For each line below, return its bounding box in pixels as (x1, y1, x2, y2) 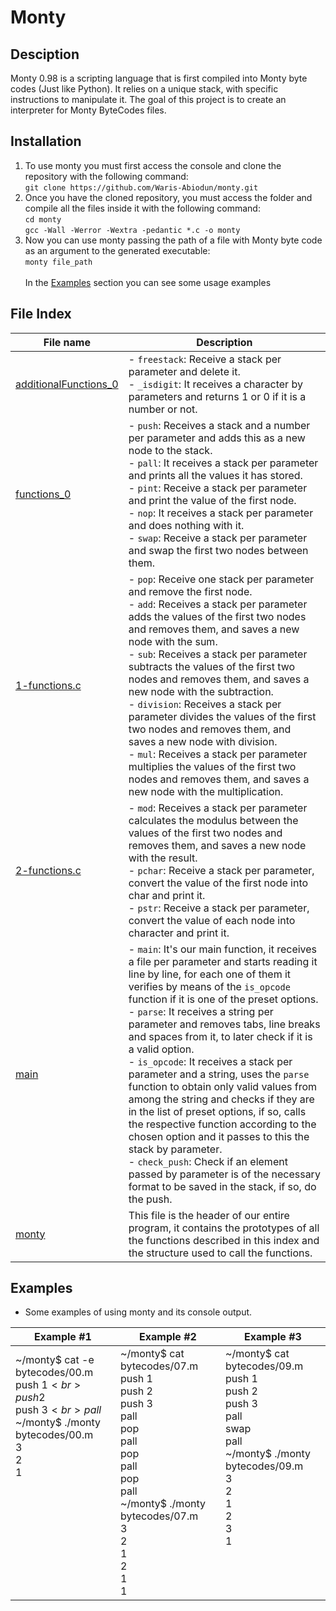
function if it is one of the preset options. (128, 992, 319, 1006)
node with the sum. (128, 634, 218, 648)
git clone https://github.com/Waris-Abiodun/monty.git (24, 182, 259, 193)
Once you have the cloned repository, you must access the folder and (24, 191, 313, 203)
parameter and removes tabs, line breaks (128, 1017, 321, 1031)
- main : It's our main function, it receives (128, 942, 318, 956)
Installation (10, 133, 82, 150)
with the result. (128, 851, 198, 865)
